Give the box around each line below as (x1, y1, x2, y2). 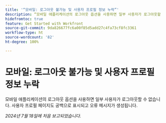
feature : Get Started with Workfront (5, 21, 83, 26)
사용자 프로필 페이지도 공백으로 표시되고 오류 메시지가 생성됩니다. (11, 102, 138, 108)
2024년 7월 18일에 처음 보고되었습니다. (5, 113, 82, 119)
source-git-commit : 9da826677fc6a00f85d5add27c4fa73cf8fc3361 (5, 26, 137, 31)
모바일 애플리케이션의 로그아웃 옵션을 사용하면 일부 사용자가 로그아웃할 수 (5, 96, 148, 102)
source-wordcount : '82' (5, 35, 55, 40)
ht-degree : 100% (5, 40, 39, 44)
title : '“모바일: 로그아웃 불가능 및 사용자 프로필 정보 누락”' (5, 7, 119, 12)
